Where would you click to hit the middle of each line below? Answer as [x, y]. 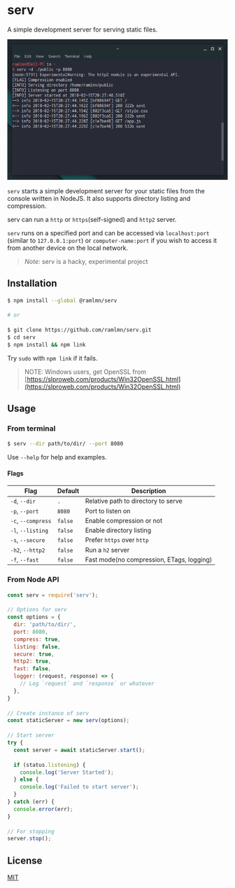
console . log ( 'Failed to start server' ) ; [79, 787]
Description [149, 491]
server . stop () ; [29, 839]
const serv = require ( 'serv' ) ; [53, 595]
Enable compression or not [124, 520]
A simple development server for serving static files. [83, 29]
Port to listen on [108, 511]
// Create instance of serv [48, 713]
